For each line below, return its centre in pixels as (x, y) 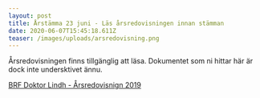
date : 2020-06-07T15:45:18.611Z (62, 31)
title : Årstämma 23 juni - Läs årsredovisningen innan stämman (116, 23)
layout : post (30, 16)
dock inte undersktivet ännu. (55, 70)
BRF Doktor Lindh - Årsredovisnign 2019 (75, 85)
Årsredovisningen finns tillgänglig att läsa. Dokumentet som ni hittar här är (131, 61)
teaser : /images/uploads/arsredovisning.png (84, 38)
